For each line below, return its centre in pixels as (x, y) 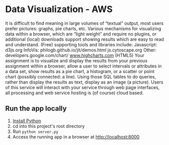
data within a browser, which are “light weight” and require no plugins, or (81, 34)
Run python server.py (35, 131)
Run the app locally (36, 108)
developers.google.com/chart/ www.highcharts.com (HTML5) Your (75, 55)
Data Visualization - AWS (59, 9)
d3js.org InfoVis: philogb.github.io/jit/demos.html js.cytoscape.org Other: (81, 50)
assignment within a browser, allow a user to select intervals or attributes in (83, 66)
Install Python (27, 121)
